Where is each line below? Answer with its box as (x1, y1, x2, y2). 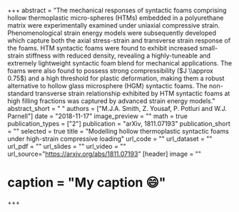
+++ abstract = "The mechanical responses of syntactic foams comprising (7, 6, 227, 14)
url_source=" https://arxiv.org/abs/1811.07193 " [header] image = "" (7, 149, 202, 158)
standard (7, 89, 34, 97)
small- (199, 44, 218, 52)
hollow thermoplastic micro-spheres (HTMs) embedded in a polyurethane (7, 14, 224, 22)
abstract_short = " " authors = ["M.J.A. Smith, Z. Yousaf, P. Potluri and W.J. (7, 105, 227, 112)
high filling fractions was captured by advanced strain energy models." (7, 97, 215, 105)
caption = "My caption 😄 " (7, 174, 166, 191)
